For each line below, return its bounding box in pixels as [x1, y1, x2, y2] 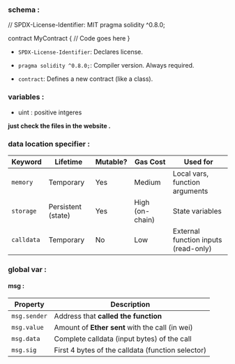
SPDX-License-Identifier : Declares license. [17, 47, 144, 56]
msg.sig [11, 347, 37, 354]
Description [110, 300, 151, 310]
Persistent [48, 202, 82, 211]
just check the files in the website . [8, 121, 111, 130]
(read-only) [172, 243, 212, 253]
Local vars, [172, 169, 209, 179]
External [172, 226, 200, 236]
